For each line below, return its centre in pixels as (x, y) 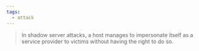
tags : (13, 12)
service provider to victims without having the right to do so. (97, 41)
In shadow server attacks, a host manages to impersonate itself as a (107, 35)
